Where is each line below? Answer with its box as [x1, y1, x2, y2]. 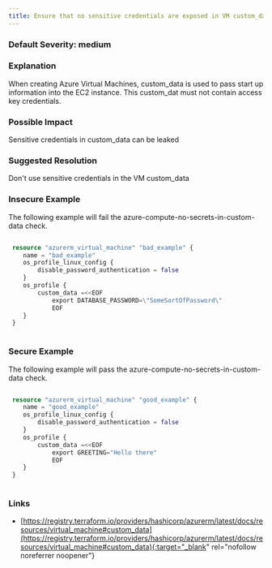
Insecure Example [8, 194, 81, 205]
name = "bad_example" [23, 251, 96, 260]
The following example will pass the [8, 364, 128, 374]
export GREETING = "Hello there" [51, 448, 158, 457]
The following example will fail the [8, 212, 121, 222]
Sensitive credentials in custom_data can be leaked [8, 135, 180, 144]
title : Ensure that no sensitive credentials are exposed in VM [8, 11, 230, 20]
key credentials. [8, 96, 62, 105]
